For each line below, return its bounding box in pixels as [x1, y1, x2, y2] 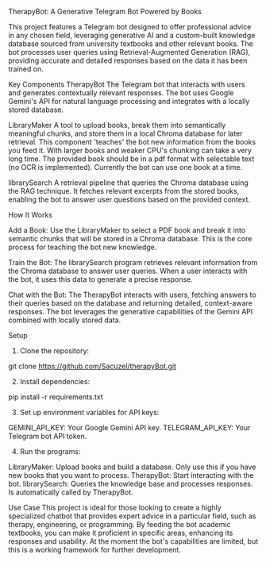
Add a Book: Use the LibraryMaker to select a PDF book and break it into [8, 225, 246, 235]
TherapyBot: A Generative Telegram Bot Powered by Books [8, 7, 202, 16]
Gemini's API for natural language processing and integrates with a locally [8, 97, 250, 106]
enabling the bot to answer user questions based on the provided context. [8, 194, 251, 204]
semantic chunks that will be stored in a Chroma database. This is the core [8, 234, 253, 243]
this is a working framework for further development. [8, 545, 181, 554]
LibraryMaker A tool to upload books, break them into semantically [8, 121, 226, 129]
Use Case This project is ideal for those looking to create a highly [8, 503, 222, 512]
